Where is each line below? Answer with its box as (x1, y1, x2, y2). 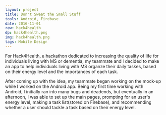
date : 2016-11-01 (5, 21, 41, 26)
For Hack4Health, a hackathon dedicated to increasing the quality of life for (5, 53, 159, 59)
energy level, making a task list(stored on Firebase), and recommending (5, 99, 152, 105)
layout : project (5, 7, 39, 12)
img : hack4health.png (5, 35, 50, 40)
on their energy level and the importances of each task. (5, 69, 118, 75)
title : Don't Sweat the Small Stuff (5, 12, 81, 17)
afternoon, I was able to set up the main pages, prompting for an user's (5, 94, 150, 100)
